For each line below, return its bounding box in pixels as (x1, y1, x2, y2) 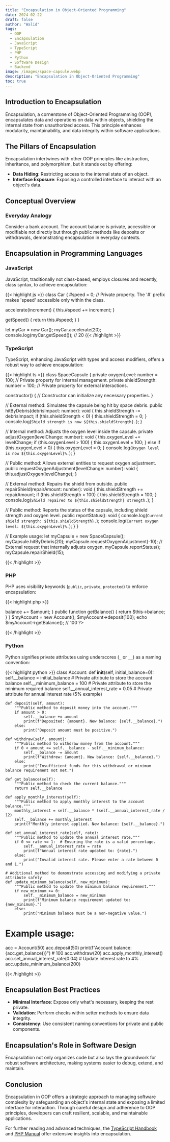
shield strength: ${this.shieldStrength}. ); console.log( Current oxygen (5, 518, 159, 524)
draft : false (5, 17, 33, 22)
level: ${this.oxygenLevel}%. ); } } (5, 523, 79, 529)
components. (12, 1026, 41, 1032)
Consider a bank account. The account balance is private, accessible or (5, 224, 156, 230)
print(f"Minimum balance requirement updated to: (23, 897, 131, 903)
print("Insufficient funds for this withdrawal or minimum (23, 763, 152, 768)
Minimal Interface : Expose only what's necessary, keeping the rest (12, 999, 154, 1005)
